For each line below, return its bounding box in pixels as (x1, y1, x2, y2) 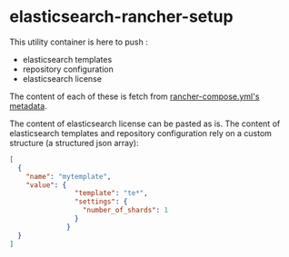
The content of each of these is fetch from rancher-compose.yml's (9, 91, 260, 102)
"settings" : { (74, 197, 128, 206)
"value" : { (25, 180, 67, 190)
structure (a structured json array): (9, 137, 139, 148)
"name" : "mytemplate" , (25, 172, 112, 181)
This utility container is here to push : (9, 36, 148, 47)
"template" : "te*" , (74, 189, 148, 198)
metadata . (9, 100, 47, 111)
